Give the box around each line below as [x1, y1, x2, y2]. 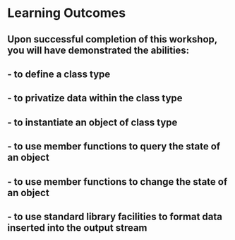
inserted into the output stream [7, 222, 147, 234]
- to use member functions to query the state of [7, 140, 221, 153]
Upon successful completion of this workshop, [7, 33, 217, 45]
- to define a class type [7, 68, 111, 80]
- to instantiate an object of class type [7, 116, 178, 128]
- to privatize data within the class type [7, 92, 183, 104]
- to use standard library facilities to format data [7, 210, 222, 222]
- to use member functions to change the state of [7, 176, 228, 188]
